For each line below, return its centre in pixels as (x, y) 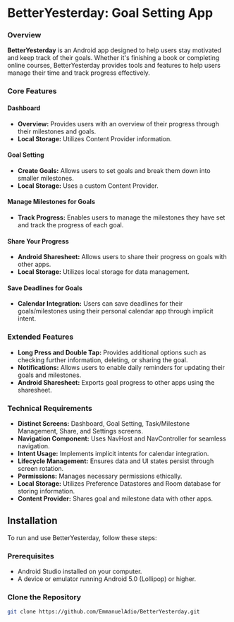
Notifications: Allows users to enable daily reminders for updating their (121, 367)
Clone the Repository (44, 597)
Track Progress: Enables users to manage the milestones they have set (121, 217)
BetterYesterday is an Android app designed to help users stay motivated (115, 50)
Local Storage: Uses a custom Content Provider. (88, 186)
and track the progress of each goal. (70, 225)
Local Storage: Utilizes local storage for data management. (104, 272)
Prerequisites (31, 556)
